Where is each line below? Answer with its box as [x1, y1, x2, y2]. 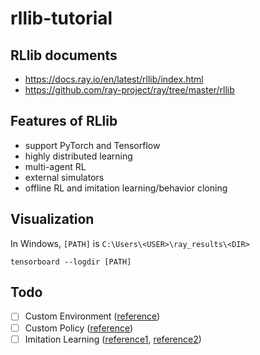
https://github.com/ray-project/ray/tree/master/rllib [24, 84, 235, 96]
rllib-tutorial [10, 7, 113, 30]
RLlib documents [10, 47, 118, 64]
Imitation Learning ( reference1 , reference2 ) [24, 333, 202, 345]
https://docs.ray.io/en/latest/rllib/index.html [24, 73, 204, 85]
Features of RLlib [10, 113, 118, 130]
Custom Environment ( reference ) [24, 310, 161, 322]
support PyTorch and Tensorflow [24, 139, 161, 151]
